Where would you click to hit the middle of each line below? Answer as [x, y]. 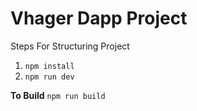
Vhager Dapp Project [99, 18]
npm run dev [49, 77]
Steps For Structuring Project [70, 46]
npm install [49, 66]
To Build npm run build [58, 95]
